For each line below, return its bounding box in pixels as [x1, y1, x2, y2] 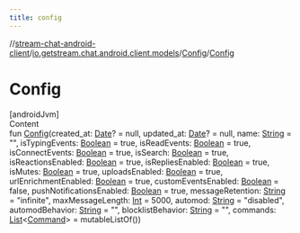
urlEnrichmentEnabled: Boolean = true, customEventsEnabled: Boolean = [9, 175, 279, 186]
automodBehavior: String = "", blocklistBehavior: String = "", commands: [9, 204, 277, 215]
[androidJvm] [9, 109, 60, 120]
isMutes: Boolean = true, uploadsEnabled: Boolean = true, [9, 166, 223, 176]
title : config [9, 13, 63, 22]
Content [9, 118, 40, 129]
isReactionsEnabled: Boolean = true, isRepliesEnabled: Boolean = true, [9, 157, 270, 167]
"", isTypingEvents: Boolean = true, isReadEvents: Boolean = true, [9, 137, 251, 148]
